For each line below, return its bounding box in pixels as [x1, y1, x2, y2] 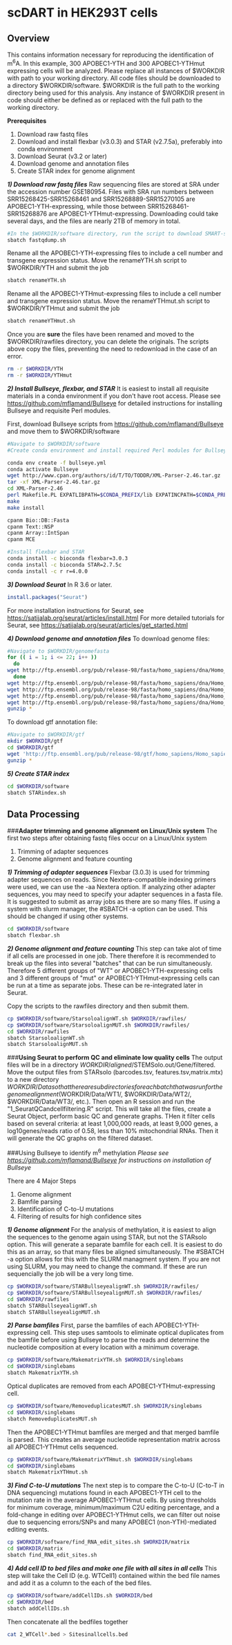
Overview [7, 32, 50, 44]
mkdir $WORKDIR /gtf [7, 738, 64, 745]
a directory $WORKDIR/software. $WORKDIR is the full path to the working [7, 81, 220, 89]
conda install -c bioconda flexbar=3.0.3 [7, 555, 128, 562]
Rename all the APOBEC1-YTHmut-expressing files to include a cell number [7, 289, 222, 298]
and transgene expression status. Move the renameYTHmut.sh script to [7, 297, 211, 305]
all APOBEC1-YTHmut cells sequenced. [7, 1443, 119, 1451]
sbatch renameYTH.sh [7, 277, 67, 284]
